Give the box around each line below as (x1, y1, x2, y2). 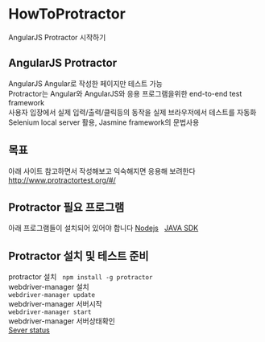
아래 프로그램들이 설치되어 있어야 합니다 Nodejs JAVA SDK (8, 223, 199, 233)
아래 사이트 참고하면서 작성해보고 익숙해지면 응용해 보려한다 (8, 166, 196, 175)
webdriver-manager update (8, 291, 95, 299)
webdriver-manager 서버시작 (8, 299, 102, 309)
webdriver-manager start (8, 308, 92, 316)
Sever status (8, 325, 50, 335)
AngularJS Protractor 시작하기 (8, 32, 106, 42)
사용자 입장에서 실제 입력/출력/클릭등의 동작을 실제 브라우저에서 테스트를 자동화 (8, 107, 257, 117)
